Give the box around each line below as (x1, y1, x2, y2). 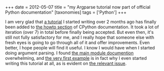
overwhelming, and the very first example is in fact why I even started (5, 55, 147, 61)
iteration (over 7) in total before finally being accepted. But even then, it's (5, 29, 154, 35)
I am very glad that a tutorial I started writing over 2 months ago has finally (5, 19, 157, 24)
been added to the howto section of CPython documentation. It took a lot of (5, 24, 159, 30)
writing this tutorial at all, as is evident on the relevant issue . (5, 61, 127, 66)
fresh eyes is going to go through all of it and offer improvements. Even (5, 40, 150, 46)
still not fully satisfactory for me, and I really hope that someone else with (5, 34, 155, 40)
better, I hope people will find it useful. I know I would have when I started (5, 45, 155, 50)
